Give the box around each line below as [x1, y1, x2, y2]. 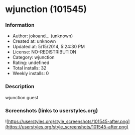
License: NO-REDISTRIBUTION [12, 49, 77, 55]
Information [5, 22, 35, 29]
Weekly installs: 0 [12, 71, 49, 77]
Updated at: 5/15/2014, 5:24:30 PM [12, 44, 85, 50]
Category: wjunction [12, 54, 55, 60]
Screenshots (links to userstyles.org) [5, 107, 98, 114]
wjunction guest [5, 94, 39, 100]
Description [5, 83, 35, 90]
